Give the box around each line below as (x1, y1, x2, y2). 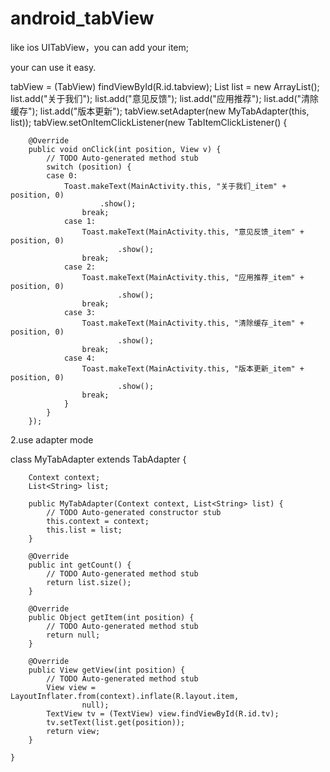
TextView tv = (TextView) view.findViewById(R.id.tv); (46, 708, 280, 719)
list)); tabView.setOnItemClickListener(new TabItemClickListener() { (10, 116, 288, 128)
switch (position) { (46, 162, 132, 172)
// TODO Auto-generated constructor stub (46, 507, 222, 517)
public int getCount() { (28, 560, 132, 570)
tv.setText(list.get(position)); (46, 717, 186, 727)
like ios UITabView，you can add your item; (10, 41, 190, 53)
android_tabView (10, 7, 155, 30)
